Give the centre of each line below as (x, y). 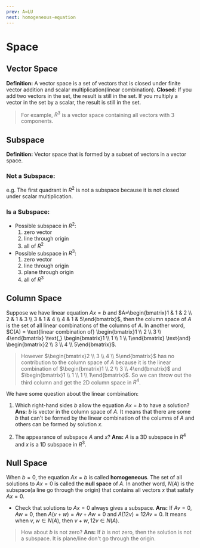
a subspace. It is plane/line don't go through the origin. (88, 538)
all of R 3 (33, 279)
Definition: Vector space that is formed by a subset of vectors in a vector (96, 154)
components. (37, 121)
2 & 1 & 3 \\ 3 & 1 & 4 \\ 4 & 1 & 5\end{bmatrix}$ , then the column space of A (99, 319)
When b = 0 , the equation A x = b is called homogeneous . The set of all (94, 478)
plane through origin (49, 272)
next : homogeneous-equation (41, 17)
